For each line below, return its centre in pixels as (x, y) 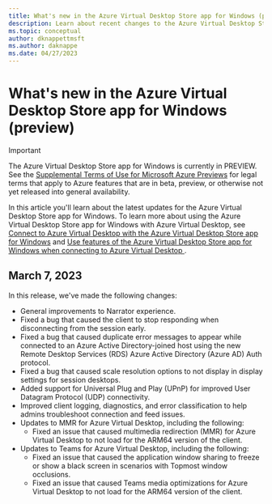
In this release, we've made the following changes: (93, 295)
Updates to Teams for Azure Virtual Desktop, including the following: (134, 448)
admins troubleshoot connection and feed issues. (102, 414)
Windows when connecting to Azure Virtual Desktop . (98, 250)
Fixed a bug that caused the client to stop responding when (119, 320)
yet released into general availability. (70, 192)
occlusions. (51, 474)
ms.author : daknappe (43, 46)
